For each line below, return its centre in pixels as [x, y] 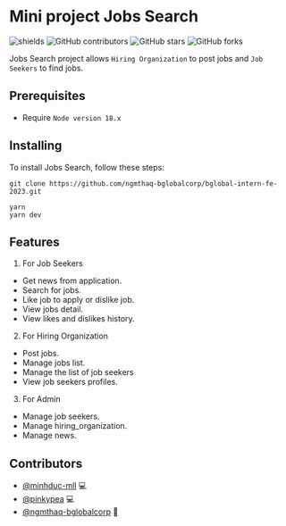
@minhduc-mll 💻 [55, 486]
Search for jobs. [52, 290]
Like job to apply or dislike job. [78, 300]
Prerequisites [47, 96]
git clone [28, 184]
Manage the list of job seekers [78, 372]
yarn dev [25, 215]
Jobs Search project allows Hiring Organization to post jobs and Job [136, 58]
